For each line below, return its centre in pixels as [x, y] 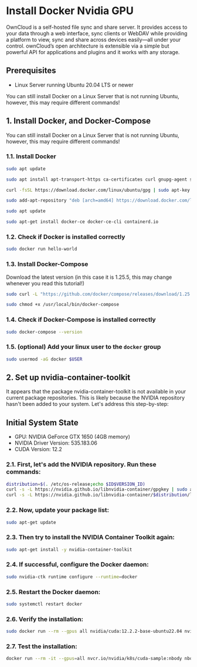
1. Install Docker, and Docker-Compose [79, 121]
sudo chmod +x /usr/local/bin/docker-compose [62, 305]
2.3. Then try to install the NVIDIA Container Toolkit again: [90, 538]
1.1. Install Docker [31, 156]
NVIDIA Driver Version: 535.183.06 [56, 443]
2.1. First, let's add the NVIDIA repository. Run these [81, 465]
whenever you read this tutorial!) [45, 283]
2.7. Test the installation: [42, 646]
